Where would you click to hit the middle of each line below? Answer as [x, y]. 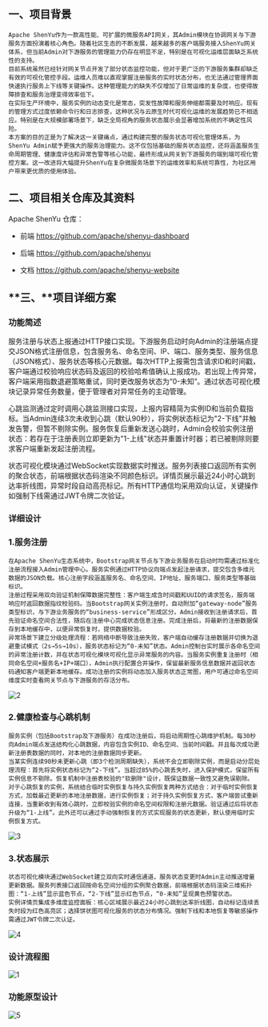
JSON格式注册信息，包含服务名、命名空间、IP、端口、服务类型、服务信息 [136, 351]
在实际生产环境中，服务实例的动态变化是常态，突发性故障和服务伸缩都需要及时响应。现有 [133, 103]
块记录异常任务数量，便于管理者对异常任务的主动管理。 [99, 392]
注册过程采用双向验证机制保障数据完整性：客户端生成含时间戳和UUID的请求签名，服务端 [132, 595]
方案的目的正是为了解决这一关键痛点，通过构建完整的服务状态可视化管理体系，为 [127, 137]
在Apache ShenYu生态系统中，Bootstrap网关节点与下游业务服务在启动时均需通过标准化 [134, 561]
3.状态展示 [29, 859]
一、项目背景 [40, 14]
